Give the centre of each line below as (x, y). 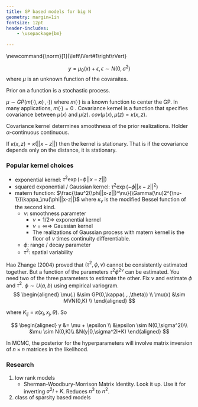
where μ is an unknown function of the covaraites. (67, 79)
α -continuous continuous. (38, 132)
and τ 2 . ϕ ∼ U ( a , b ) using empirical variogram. (63, 285)
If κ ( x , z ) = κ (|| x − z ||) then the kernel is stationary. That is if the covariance (97, 144)
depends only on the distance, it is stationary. (61, 150)
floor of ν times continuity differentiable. (81, 238)
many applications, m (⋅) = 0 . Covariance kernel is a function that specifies (97, 108)
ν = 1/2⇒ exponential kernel (66, 219)
